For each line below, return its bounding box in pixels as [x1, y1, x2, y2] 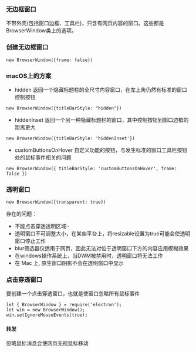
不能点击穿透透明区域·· [14, 223, 69, 230]
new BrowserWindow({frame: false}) [6, 57, 93, 63]
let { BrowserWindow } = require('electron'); [6, 302, 122, 308]
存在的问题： [6, 210, 37, 217]
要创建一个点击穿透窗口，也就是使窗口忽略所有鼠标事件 [6, 290, 140, 297]
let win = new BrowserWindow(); [6, 307, 85, 313]
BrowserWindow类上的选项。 [6, 27, 77, 34]
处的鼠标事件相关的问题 [14, 154, 72, 161]
